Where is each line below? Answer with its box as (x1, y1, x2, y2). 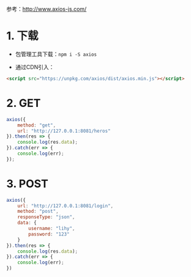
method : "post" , (17, 209, 59, 215)
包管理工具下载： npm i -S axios (15, 50, 97, 57)
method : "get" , (17, 122, 56, 128)
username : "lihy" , (28, 226, 75, 232)
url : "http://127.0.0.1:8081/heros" (17, 128, 111, 134)
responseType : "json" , (17, 214, 75, 220)
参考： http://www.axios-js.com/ (6, 6, 87, 12)
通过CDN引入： (15, 63, 54, 70)
